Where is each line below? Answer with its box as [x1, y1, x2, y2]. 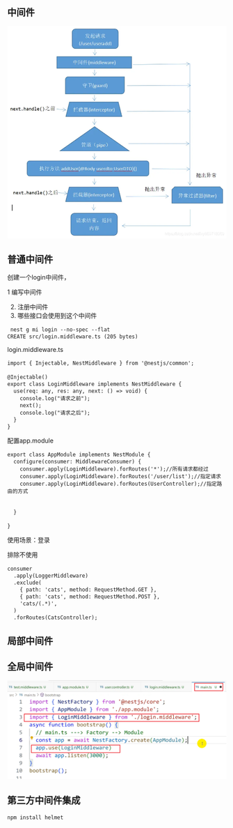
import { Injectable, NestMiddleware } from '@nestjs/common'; [7, 360, 195, 367]
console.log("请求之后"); [19, 410, 90, 417]
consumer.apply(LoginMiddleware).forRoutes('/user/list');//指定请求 [19, 473, 221, 480]
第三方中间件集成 [7, 794, 81, 806]
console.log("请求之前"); [19, 395, 90, 402]
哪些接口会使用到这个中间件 [17, 312, 97, 320]
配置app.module [7, 436, 54, 445]
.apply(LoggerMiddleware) [13, 572, 89, 580]
